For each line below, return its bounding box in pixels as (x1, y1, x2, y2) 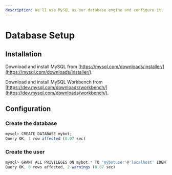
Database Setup (5, 29, 75, 41)
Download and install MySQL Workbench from (5, 79, 103, 85)
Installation (5, 50, 42, 59)
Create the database (5, 120, 57, 127)
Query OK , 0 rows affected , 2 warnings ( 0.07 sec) (5, 165, 116, 170)
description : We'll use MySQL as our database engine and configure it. (5, 7, 164, 13)
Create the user (5, 148, 45, 155)
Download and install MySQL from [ (5, 63, 80, 70)
